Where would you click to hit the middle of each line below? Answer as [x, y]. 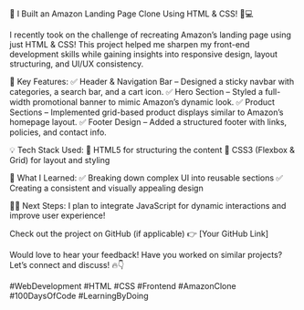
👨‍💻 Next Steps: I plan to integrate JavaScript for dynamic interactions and [148, 206]
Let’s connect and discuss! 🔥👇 [67, 265]
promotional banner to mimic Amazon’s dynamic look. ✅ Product [154, 102]
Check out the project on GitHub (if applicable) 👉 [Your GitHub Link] [139, 233]
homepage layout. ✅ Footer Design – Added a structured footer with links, [148, 122]
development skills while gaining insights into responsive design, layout [144, 54]
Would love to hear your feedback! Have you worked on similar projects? [146, 255]
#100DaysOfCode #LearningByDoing [79, 296]
